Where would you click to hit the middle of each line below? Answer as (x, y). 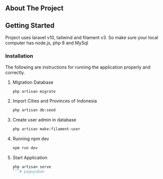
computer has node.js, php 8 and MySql (47, 43)
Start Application (30, 158)
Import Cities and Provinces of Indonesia (55, 101)
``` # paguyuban (28, 171)
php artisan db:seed (34, 110)
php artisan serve (32, 167)
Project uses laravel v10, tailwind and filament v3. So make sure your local (82, 38)
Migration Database (33, 82)
